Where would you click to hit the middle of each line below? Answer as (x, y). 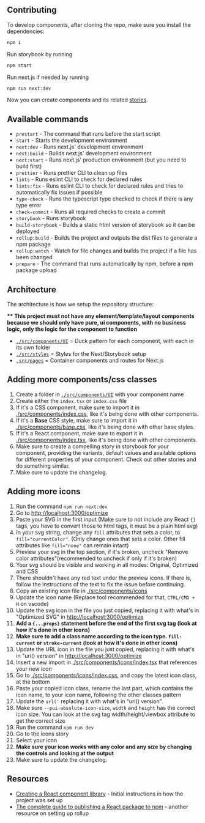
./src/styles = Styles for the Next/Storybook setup (81, 354)
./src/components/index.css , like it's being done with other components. (107, 414)
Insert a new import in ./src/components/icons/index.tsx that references (106, 662)
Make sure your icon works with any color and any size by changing (104, 747)
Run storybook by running (40, 54)
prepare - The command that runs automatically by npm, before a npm (104, 264)
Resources (28, 779)
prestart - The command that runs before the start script (88, 134)
